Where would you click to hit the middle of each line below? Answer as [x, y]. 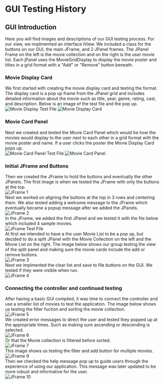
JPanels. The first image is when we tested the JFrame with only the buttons [82, 182]
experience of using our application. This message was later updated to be [81, 366]
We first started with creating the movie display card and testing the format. [81, 88]
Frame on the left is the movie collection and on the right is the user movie [80, 54]
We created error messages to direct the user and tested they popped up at [81, 320]
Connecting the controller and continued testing [64, 288]
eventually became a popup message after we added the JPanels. [72, 208]
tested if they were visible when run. [42, 270]
